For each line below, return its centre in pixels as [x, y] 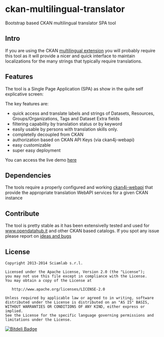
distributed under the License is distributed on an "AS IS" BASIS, [77, 302]
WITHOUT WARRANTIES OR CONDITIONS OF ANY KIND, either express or [75, 307]
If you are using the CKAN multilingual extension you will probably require [80, 50]
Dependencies [28, 175]
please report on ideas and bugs [38, 236]
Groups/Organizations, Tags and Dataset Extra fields [66, 118]
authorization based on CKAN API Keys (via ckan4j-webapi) [73, 140]
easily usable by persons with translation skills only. [65, 129]
